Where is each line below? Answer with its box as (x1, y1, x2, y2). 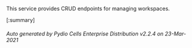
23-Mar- (164, 30, 187, 37)
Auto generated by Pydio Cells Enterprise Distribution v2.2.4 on (6, 30, 164, 37)
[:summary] (6, 17, 35, 23)
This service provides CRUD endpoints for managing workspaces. (6, 5, 170, 12)
